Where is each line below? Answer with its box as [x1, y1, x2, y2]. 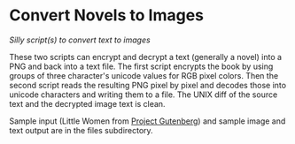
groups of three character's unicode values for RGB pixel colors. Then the [9, 70, 279, 80]
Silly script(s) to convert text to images [9, 34, 151, 45]
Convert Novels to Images [9, 5, 205, 26]
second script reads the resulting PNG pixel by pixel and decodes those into [9, 80, 286, 90]
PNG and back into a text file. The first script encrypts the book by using [9, 61, 274, 72]
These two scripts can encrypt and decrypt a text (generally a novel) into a [9, 51, 282, 62]
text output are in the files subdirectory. [9, 125, 153, 135]
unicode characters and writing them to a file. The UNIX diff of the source [9, 89, 278, 100]
